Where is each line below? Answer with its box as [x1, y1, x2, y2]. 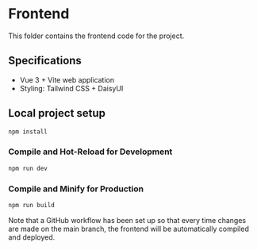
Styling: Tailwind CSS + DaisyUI [19, 83, 124, 93]
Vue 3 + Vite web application [19, 75, 115, 84]
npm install [8, 128, 48, 136]
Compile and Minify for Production [8, 183, 144, 194]
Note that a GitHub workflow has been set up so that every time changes [8, 215, 247, 225]
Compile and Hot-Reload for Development [8, 146, 173, 157]
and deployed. [8, 232, 56, 242]
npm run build [8, 201, 56, 209]
